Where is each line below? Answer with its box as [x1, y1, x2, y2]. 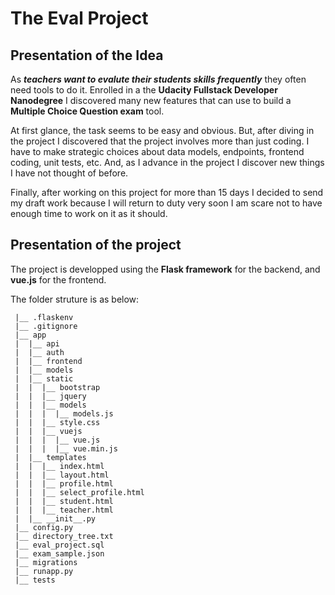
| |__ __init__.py [14, 513, 97, 524]
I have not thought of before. [10, 167, 129, 179]
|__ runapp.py [14, 566, 74, 576]
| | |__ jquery [14, 391, 87, 401]
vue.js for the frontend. [10, 273, 107, 286]
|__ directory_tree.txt [14, 531, 114, 541]
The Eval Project [10, 7, 149, 30]
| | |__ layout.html [14, 470, 110, 480]
